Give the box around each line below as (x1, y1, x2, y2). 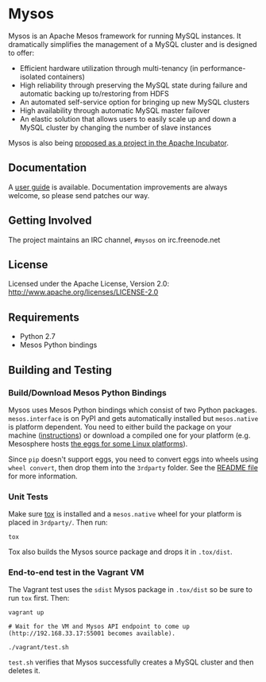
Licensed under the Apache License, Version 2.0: (8, 279, 169, 289)
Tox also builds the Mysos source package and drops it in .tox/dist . (8, 547, 233, 557)
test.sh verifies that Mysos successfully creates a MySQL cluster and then (8, 657, 254, 667)
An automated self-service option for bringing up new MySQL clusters (19, 97, 250, 107)
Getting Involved (8, 214, 92, 228)
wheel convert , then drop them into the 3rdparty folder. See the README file (8, 462, 258, 472)
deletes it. (8, 666, 41, 676)
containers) (47, 72, 86, 81)
